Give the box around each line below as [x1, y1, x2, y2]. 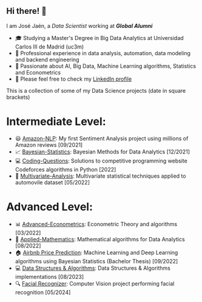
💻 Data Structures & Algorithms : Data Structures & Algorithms [15, 264, 171, 272]
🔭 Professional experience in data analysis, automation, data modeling [15, 49, 191, 56]
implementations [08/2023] [15, 273, 84, 280]
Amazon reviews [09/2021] [15, 141, 83, 149]
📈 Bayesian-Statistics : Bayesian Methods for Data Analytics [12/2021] [15, 148, 190, 155]
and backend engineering [15, 56, 79, 63]
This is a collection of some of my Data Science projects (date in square [6, 87, 186, 94]
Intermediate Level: [6, 115, 106, 128]
